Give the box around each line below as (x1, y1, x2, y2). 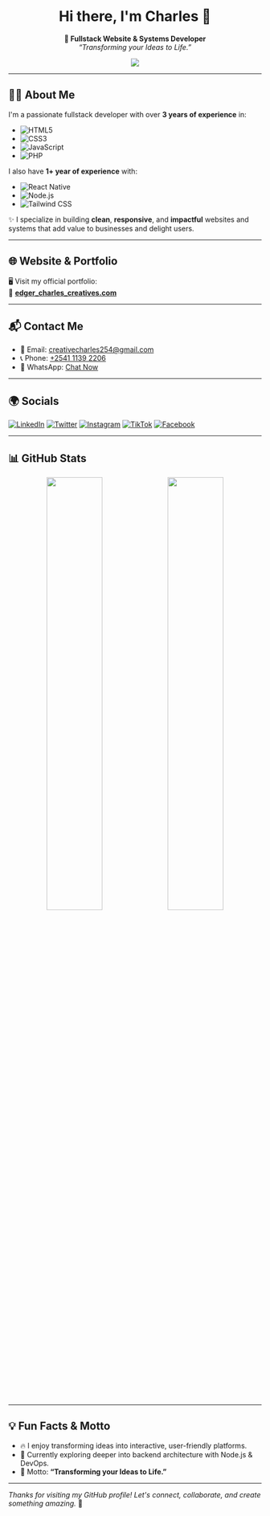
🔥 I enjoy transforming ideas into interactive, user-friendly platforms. (19, 1440, 247, 1450)
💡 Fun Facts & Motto (8, 1420, 111, 1433)
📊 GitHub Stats (8, 452, 87, 465)
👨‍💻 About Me (8, 88, 76, 102)
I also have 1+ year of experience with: (8, 166, 138, 176)
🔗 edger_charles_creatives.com (8, 288, 117, 297)
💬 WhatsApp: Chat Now (19, 362, 99, 372)
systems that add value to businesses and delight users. (8, 223, 194, 233)
